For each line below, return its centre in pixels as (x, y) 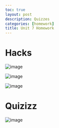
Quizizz (21, 106)
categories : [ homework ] (30, 24)
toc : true (15, 10)
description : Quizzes (28, 19)
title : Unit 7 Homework (30, 28)
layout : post (19, 14)
